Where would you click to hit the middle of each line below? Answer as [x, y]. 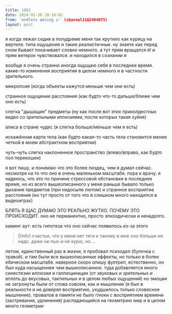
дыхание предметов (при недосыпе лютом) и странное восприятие [80, 190]
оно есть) [16, 102]
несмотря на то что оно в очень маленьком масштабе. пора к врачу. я [83, 173]
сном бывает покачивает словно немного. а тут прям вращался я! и [80, 50]
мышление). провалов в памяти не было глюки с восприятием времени [85, 295]
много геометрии [24, 306]
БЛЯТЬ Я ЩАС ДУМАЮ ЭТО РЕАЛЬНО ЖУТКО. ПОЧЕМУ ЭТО [73, 211]
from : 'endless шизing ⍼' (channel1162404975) [56, 20]
